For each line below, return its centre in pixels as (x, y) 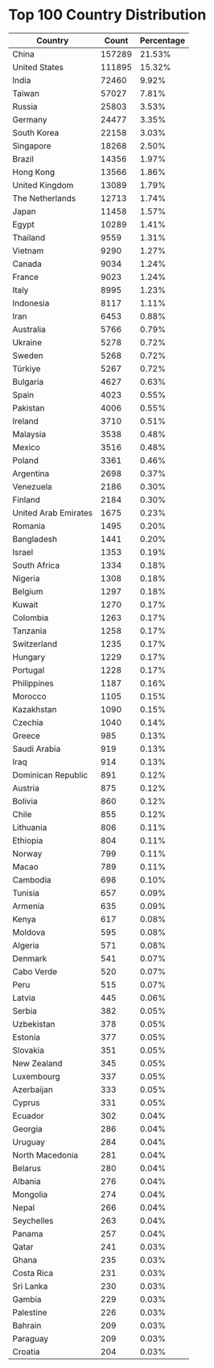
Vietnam (28, 250)
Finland (26, 499)
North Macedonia (45, 1155)
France (25, 277)
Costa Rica (33, 1273)
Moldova (29, 932)
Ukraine (27, 342)
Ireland (25, 421)
